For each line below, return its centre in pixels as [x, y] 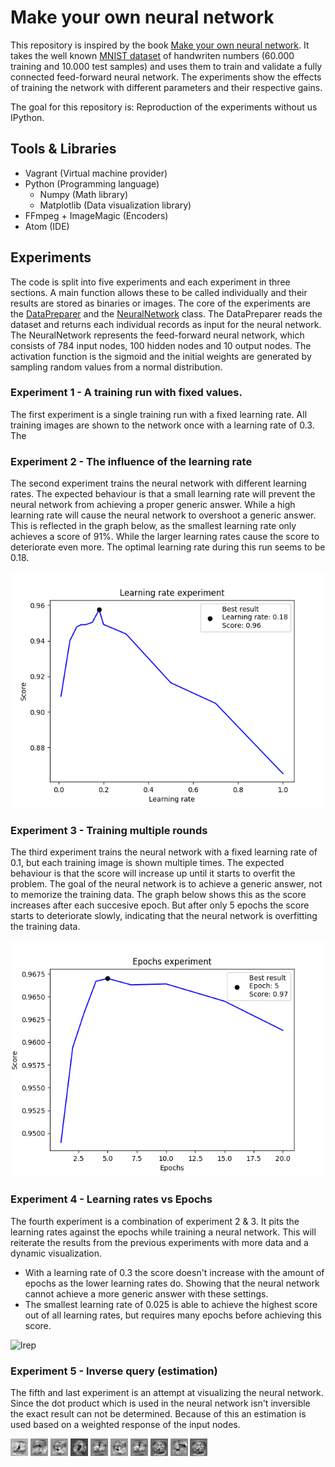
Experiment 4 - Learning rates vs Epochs [111, 1199]
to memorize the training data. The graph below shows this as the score [158, 895]
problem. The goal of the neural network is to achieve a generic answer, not [166, 884]
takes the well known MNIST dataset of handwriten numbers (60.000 [152, 55]
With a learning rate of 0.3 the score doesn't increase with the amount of [174, 1272]
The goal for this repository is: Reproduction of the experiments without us [164, 107]
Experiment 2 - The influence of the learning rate [131, 461]
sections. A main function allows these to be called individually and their [159, 292]
